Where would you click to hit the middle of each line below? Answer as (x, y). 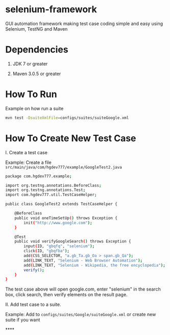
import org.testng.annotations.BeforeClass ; (53, 185)
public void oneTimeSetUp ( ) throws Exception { (66, 218)
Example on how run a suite (34, 108)
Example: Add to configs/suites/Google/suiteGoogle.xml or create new (81, 315)
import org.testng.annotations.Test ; (45, 190)
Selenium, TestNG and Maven (37, 29)
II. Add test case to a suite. (33, 304)
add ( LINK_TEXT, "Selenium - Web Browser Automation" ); (83, 260)
